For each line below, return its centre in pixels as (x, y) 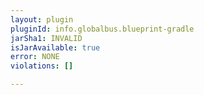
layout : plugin (42, 19)
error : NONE (35, 57)
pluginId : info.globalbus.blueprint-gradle (102, 29)
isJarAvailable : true (55, 47)
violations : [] (42, 66)
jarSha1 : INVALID (46, 38)
